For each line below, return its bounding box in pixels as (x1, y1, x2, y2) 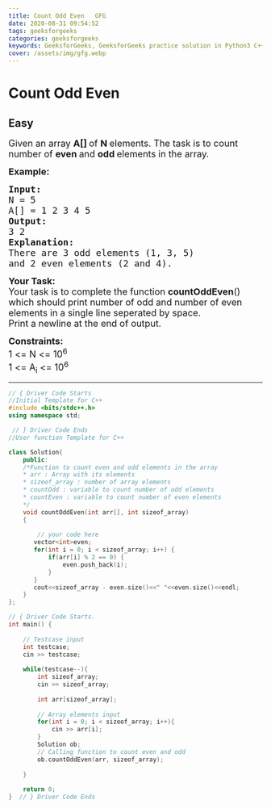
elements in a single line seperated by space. (8, 308, 202, 319)
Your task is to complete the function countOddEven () (8, 286, 240, 297)
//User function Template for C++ (8, 433, 125, 442)
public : (23, 455, 48, 464)
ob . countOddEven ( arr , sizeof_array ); (37, 756, 164, 764)
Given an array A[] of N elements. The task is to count (8, 138, 239, 149)
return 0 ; (23, 785, 56, 793)
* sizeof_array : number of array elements (23, 478, 172, 487)
